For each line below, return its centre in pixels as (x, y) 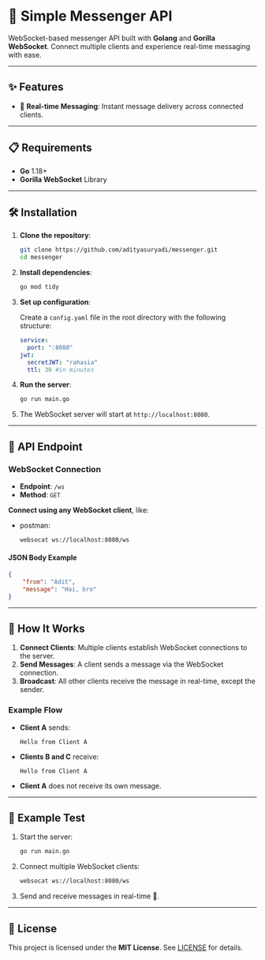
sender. (32, 690)
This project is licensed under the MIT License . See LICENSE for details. (125, 947)
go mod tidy (39, 287)
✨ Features (36, 87)
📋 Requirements (50, 148)
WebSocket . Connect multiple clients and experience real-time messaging (129, 46)
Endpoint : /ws (42, 486)
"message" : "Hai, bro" (60, 589)
